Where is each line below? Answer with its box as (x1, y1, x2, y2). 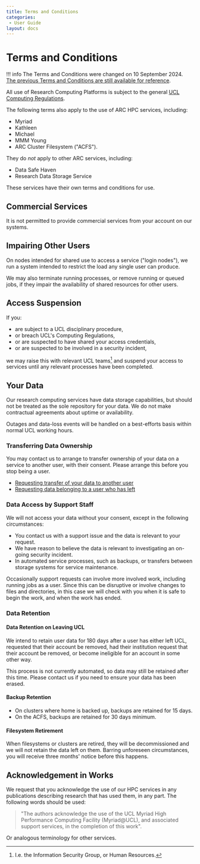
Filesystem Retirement (6, 727, 64, 734)
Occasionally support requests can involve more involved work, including (6, 575, 186, 582)
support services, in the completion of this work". (20, 823, 142, 830)
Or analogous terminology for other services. (6, 834, 117, 841)
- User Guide (8, 20, 42, 26)
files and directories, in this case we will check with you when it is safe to (6, 588, 186, 595)
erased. (6, 680, 25, 687)
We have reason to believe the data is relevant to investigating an (14, 544, 174, 551)
